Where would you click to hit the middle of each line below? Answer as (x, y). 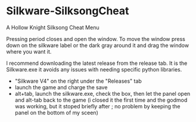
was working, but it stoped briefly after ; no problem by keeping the (97, 106)
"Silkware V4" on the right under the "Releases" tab (78, 81)
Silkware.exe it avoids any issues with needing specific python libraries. (94, 69)
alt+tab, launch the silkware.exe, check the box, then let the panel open (102, 93)
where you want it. (29, 51)
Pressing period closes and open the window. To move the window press (96, 39)
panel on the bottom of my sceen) (56, 112)
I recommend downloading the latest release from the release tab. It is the (97, 63)
